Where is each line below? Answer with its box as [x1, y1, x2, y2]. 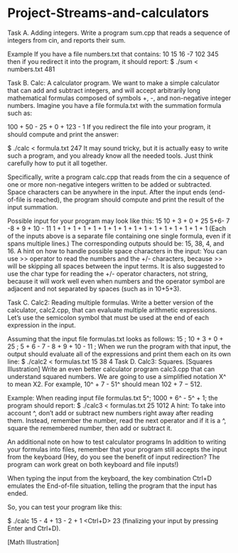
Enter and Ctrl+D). [7, 524, 61, 532]
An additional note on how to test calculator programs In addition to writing [7, 437, 227, 446]
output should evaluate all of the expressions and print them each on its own [7, 349, 231, 358]
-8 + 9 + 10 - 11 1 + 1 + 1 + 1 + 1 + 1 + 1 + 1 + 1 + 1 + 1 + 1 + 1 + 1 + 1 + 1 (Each [7, 224, 226, 232]
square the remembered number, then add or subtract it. [7, 424, 173, 432]
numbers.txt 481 [7, 65, 55, 73]
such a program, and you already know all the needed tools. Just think [7, 151, 213, 160]
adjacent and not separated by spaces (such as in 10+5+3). [7, 284, 182, 292]
